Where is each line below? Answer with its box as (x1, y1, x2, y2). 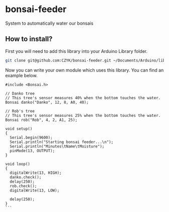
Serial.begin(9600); (10, 135, 53, 140)
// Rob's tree (5, 108, 35, 114)
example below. (5, 72, 38, 79)
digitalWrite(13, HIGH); (10, 170, 62, 175)
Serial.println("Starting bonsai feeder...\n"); (10, 139, 114, 145)
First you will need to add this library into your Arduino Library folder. (5, 48, 148, 54)
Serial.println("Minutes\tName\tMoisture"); (10, 144, 105, 149)
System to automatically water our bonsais (5, 20, 94, 26)
